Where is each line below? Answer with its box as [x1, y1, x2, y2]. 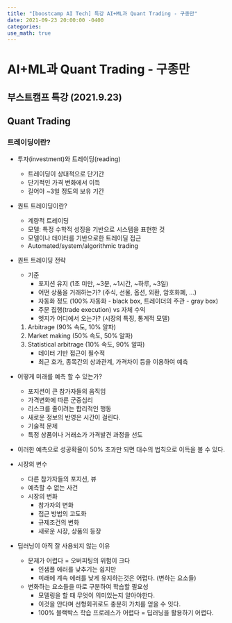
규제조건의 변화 [38, 518, 80, 526]
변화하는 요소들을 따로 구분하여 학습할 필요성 [27, 582, 149, 590]
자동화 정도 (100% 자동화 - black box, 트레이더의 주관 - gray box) [38, 297, 219, 305]
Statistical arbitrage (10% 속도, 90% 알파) [27, 340, 145, 348]
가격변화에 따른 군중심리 [27, 395, 94, 404]
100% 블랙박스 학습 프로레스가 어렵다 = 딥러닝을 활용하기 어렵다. [38, 608, 214, 617]
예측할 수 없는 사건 [27, 483, 78, 492]
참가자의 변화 [38, 501, 74, 509]
